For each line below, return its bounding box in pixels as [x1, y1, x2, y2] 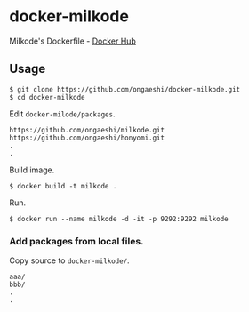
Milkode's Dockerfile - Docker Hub [9, 36, 136, 46]
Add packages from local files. [9, 235, 144, 247]
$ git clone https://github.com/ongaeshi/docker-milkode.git [9, 84, 241, 94]
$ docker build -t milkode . [9, 181, 117, 190]
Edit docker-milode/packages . [9, 108, 116, 119]
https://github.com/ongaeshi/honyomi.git [9, 133, 165, 142]
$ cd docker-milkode [9, 92, 86, 101]
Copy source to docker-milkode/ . [9, 255, 131, 266]
